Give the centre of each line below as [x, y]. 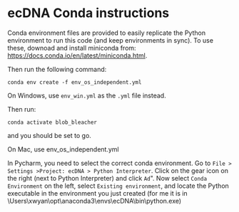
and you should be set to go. [49, 135]
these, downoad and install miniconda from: [72, 48]
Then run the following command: [57, 69]
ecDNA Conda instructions [88, 13]
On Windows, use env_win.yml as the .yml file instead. [87, 95]
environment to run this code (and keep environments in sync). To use [111, 40]
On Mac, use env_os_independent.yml [63, 149]
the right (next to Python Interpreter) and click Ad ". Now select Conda [107, 178]
